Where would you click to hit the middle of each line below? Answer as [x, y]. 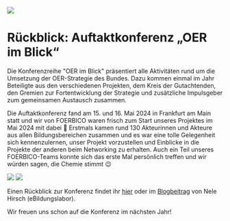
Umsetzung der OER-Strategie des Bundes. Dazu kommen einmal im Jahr [111, 78]
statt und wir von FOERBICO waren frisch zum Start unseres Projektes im [110, 120]
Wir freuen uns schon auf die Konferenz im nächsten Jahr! [90, 211]
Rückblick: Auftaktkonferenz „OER [107, 38]
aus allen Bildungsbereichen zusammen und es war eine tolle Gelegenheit [111, 135]
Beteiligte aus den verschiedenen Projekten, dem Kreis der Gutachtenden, [112, 85]
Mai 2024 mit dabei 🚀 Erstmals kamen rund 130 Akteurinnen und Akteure [110, 128]
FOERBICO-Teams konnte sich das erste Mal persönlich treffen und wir [107, 156]
